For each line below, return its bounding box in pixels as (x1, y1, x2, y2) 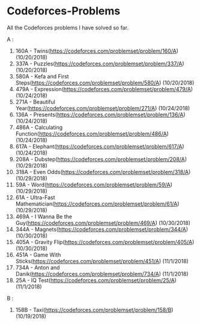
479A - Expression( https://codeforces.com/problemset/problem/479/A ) (15, 85, 193, 92)
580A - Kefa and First (15, 73, 69, 80)
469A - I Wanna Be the (15, 213, 73, 220)
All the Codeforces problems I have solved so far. (7, 24, 129, 31)
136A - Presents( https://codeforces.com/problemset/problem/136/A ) (15, 111, 186, 118)
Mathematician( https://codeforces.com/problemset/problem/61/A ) (15, 200, 180, 207)
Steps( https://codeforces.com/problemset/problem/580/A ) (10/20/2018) (15, 79, 195, 86)
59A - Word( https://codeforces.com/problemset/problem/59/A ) (15, 181, 173, 188)
